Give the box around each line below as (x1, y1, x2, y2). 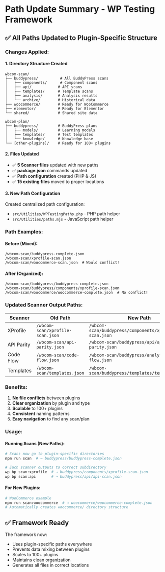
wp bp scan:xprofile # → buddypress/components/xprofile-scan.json (5, 469, 148, 474)
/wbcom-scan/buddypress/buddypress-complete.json (5, 281, 109, 287)
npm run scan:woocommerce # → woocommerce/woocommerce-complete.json (5, 500, 153, 505)
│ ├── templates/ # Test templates (5, 132, 93, 137)
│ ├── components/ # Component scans (5, 80, 98, 85)
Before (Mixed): (5, 240, 38, 246)
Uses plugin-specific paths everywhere (12, 541, 92, 547)
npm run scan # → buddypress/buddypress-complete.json (5, 456, 122, 461)
